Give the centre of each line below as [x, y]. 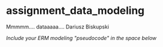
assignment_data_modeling [75, 11]
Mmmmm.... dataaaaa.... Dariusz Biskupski [58, 27]
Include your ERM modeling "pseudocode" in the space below [81, 38]
